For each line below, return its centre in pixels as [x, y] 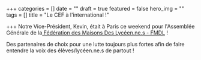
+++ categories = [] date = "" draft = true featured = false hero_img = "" [95, 9]
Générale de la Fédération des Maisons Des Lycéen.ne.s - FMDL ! [87, 33]
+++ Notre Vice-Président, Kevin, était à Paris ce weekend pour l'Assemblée [100, 26]
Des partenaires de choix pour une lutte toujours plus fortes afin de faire [95, 44]
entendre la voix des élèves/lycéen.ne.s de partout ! [70, 50]
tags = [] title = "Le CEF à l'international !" [58, 15]
